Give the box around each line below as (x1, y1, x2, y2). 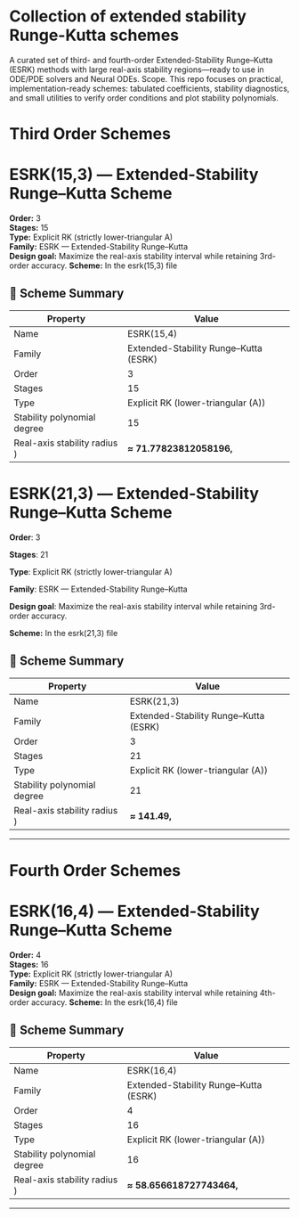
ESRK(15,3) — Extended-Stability (9, 165, 259, 184)
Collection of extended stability (9, 6, 247, 27)
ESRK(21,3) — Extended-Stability (9, 484, 260, 504)
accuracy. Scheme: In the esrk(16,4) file (30, 996, 178, 1008)
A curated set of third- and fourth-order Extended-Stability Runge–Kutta (9, 54, 273, 65)
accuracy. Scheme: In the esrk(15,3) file (30, 260, 178, 271)
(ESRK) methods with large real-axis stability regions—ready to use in (9, 64, 264, 75)
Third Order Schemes (9, 124, 172, 144)
